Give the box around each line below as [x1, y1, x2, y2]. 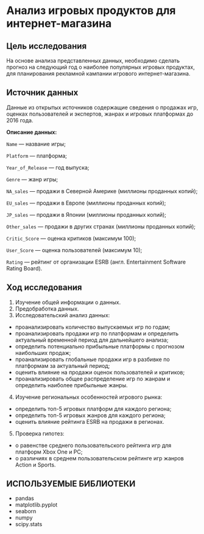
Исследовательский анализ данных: [15, 311, 110, 318]
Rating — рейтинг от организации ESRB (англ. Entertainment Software [6, 258, 186, 265]
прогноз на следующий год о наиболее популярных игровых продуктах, [6, 63, 195, 71]
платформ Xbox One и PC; [15, 448, 83, 455]
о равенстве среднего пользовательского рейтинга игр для [15, 441, 172, 449]
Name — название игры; [6, 140, 66, 147]
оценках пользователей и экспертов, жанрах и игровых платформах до [6, 110, 194, 118]
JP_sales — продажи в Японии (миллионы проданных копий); [6, 211, 166, 218]
